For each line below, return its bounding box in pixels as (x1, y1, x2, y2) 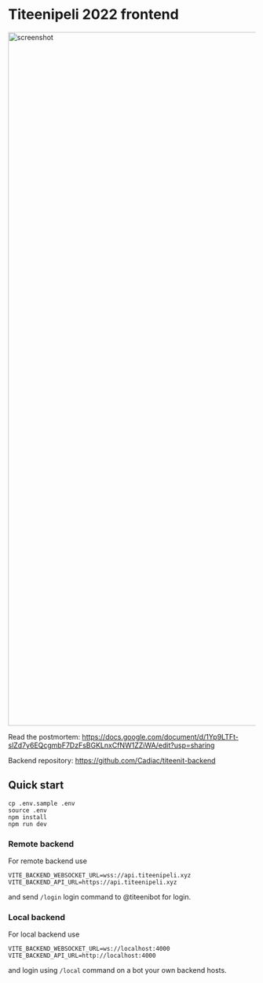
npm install (8, 813, 47, 821)
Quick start (8, 778, 64, 792)
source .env (8, 806, 47, 814)
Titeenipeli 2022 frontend (8, 6, 179, 24)
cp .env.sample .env (8, 799, 76, 807)
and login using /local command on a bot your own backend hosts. (8, 966, 227, 975)
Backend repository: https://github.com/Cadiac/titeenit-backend (8, 755, 216, 765)
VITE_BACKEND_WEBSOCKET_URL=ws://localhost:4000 (8, 945, 170, 953)
